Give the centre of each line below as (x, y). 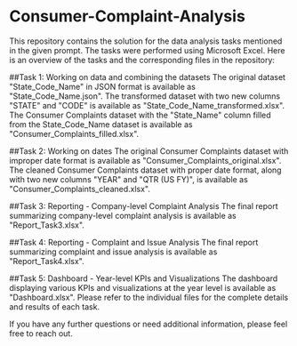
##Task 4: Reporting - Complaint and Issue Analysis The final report (134, 242)
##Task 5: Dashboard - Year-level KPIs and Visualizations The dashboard (144, 278)
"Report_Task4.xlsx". (47, 261)
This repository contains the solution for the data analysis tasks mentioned (146, 41)
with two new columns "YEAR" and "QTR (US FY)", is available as (129, 179)
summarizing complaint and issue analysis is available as (113, 252)
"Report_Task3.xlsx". (47, 225)
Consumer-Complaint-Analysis (128, 16)
